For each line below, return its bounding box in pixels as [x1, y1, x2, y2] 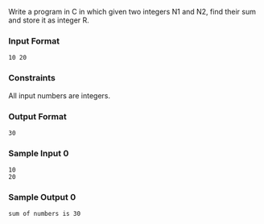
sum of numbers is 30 [8, 209, 81, 218]
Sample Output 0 [8, 192, 76, 203]
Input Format [8, 35, 60, 47]
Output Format [8, 110, 67, 122]
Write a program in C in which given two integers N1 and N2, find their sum [8, 7, 256, 16]
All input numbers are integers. [8, 90, 111, 100]
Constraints [8, 73, 56, 84]
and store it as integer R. [8, 15, 90, 25]
